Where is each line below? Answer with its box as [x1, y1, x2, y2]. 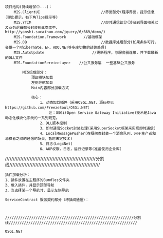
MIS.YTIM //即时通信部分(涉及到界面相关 [14, 20, 155, 25]
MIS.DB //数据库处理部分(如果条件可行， [14, 40, 158, 45]
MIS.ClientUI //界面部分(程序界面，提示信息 [14, 10, 155, 15]
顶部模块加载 [31, 75, 54, 80]
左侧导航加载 [31, 80, 54, 85]
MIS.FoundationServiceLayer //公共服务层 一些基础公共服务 [14, 60, 135, 65]
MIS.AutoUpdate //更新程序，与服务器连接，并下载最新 [14, 50, 158, 55]
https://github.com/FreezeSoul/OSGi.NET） [5, 105, 91, 110]
